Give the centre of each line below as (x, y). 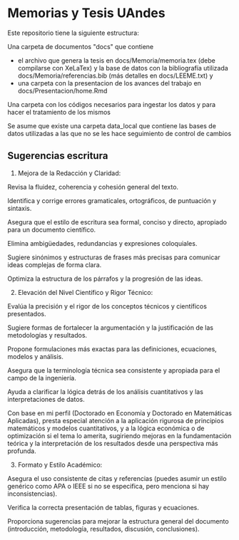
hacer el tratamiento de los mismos (59, 112)
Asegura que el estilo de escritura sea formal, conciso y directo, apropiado (117, 222)
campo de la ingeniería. (42, 378)
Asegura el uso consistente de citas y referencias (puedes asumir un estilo (117, 478)
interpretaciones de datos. (46, 399)
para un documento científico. (52, 229)
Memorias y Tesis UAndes (86, 13)
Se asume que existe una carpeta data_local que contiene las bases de (112, 125)
